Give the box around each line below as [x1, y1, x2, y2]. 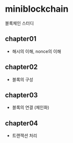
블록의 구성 [12, 76, 34, 82]
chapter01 [5, 35, 36, 43]
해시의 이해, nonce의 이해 [12, 48, 61, 54]
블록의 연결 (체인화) [12, 104, 50, 111]
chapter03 [5, 91, 38, 99]
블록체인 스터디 [5, 20, 34, 26]
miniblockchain [5, 3, 69, 15]
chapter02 [5, 63, 38, 71]
